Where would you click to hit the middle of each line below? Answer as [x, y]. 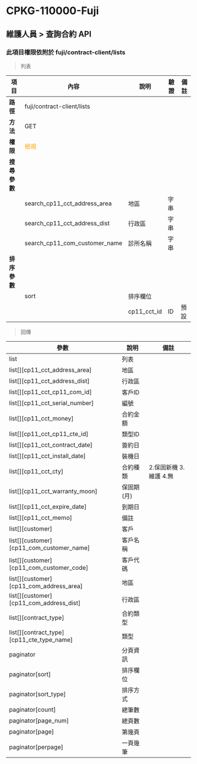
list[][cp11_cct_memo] [40, 518]
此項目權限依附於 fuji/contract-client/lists [66, 52]
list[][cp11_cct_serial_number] [51, 403]
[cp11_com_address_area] [46, 586]
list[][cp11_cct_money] [41, 418]
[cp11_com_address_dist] [45, 603]
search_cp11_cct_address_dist [67, 223]
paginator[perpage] [36, 747]
